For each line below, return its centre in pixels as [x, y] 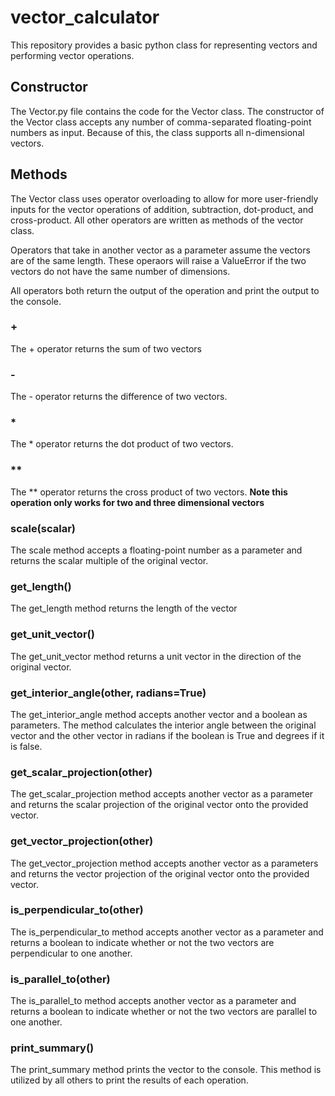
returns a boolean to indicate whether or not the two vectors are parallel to [164, 1012]
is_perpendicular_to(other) [77, 910]
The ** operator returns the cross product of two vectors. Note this [149, 492]
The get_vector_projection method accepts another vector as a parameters [164, 863]
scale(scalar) [43, 528]
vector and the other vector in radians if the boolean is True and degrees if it [167, 735]
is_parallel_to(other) [60, 979]
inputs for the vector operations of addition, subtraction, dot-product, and [162, 209]
